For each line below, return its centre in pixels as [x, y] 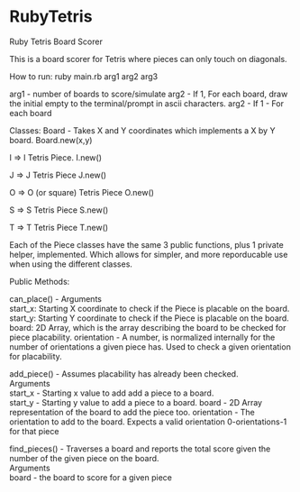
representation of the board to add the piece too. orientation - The [132, 412]
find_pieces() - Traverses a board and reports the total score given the [140, 449]
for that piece [34, 431]
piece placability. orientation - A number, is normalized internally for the [142, 337]
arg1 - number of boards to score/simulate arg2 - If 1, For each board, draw [149, 94]
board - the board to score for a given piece [91, 477]
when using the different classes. [71, 264]
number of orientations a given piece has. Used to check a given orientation [150, 346]
